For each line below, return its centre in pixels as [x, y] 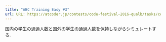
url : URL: [15, 14]
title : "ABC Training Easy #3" [37, 10]
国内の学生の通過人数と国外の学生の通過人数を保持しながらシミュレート [79, 29]
